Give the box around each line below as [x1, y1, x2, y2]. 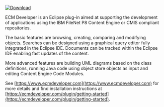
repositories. [5, 25, 31, 31]
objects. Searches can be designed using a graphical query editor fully [5, 40, 150, 46]
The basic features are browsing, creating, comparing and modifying [5, 35, 146, 40]
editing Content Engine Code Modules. [5, 71, 84, 77]
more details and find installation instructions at [5, 86, 102, 92]
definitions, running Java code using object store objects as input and [5, 65, 148, 71]
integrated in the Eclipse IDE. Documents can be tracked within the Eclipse [5, 45, 158, 51]
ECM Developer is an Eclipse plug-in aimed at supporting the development [5, 14, 158, 20]
